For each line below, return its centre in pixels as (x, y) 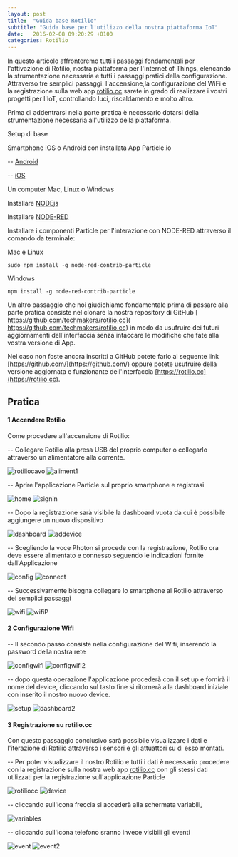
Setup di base (28, 134)
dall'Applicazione (32, 563)
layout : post (27, 14)
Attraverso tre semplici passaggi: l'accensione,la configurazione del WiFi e (117, 83)
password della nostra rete (47, 651)
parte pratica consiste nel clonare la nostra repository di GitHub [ (103, 313)
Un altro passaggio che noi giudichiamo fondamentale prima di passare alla (118, 305)
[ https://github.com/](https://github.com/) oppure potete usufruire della (112, 364)
